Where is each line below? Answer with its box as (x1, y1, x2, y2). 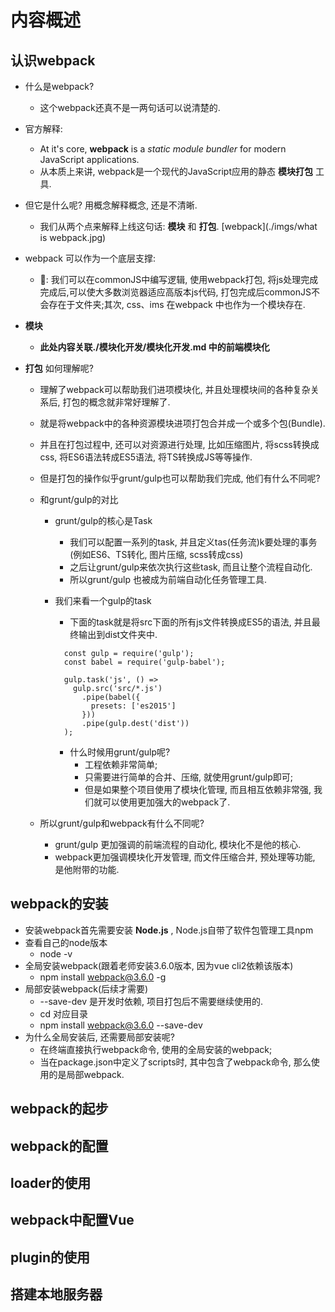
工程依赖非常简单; (84, 759, 158, 770)
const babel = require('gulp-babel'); (63, 657, 226, 667)
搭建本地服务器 (10, 1286, 103, 1303)
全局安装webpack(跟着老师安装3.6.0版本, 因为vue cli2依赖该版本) (24, 959, 294, 971)
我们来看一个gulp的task (54, 595, 152, 606)
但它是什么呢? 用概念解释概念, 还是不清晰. (24, 199, 198, 211)
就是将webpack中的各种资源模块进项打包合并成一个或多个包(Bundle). (39, 417, 326, 429)
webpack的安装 (10, 896, 109, 913)
